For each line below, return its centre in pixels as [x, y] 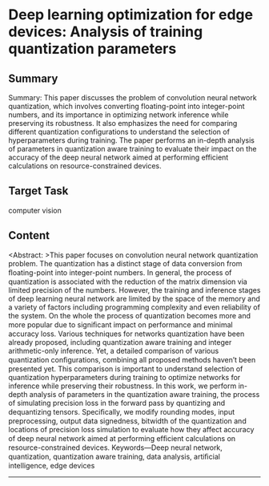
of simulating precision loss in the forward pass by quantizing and [117, 403]
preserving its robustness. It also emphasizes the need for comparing [123, 123]
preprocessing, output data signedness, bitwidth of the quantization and [127, 421]
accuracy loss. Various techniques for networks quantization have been [126, 334]
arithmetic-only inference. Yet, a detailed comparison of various [114, 350]
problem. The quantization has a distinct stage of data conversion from [125, 263]
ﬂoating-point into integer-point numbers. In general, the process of [120, 272]
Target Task [38, 191]
